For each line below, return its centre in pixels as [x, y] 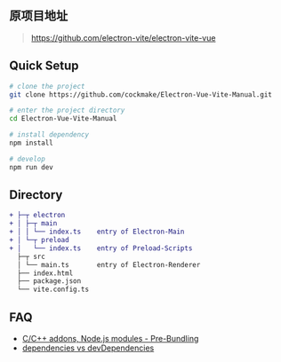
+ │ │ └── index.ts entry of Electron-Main [97, 232]
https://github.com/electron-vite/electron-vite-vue [123, 37]
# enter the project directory [67, 110]
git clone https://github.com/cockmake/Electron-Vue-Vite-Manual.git [141, 94]
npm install [31, 143]
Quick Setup [44, 66]
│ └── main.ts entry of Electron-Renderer [109, 264]
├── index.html [45, 273]
